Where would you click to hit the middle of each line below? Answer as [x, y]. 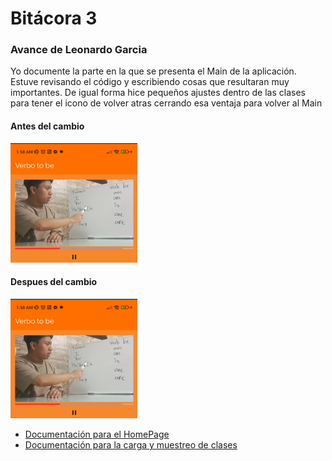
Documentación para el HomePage [97, 434]
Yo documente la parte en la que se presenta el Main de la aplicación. [153, 71]
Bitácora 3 [54, 18]
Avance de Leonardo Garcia [79, 50]
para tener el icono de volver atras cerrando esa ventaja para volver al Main [166, 103]
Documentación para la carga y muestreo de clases [131, 444]
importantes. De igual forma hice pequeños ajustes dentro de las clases [158, 93]
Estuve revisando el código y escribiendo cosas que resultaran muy [150, 82]
